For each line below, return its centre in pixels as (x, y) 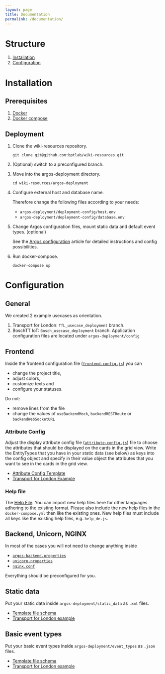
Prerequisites (26, 101)
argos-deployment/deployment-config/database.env (72, 218)
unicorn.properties (33, 561)
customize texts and (33, 383)
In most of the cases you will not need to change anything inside (71, 546)
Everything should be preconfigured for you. (50, 576)
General (18, 303)
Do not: (13, 398)
